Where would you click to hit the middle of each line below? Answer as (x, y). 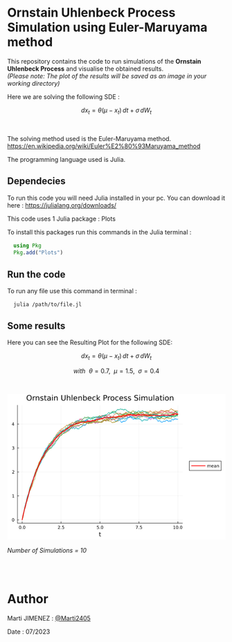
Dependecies (36, 181)
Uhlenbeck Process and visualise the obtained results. (86, 68)
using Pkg (27, 246)
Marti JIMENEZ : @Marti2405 (49, 618)
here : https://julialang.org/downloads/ (62, 205)
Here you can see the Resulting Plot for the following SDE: (90, 342)
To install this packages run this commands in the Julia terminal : (99, 232)
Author (28, 599)
